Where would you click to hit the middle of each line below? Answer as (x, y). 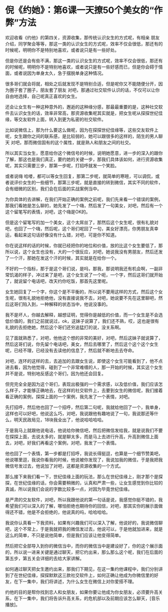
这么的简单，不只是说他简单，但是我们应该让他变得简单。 (64, 535)
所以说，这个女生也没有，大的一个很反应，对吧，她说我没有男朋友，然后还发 (84, 252)
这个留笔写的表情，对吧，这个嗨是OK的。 (48, 212)
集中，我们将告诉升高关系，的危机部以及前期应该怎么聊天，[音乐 (93, 598)
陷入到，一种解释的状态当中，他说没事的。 (66, 304)
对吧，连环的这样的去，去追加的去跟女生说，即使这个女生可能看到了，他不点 (84, 361)
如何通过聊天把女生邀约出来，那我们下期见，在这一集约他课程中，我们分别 (82, 569)
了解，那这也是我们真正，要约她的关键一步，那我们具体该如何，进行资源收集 (84, 159)
